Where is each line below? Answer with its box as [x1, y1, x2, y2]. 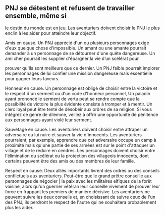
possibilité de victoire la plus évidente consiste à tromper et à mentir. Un [5, 101, 153, 107]
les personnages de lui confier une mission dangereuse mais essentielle [5, 70, 153, 76]
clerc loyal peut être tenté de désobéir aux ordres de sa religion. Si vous [5, 106, 152, 112]
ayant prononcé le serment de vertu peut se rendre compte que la [5, 96, 140, 102]
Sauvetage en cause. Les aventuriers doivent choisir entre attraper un [5, 126, 148, 132]
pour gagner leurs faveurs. [5, 75, 59, 81]
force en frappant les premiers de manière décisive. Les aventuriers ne [5, 188, 150, 195]
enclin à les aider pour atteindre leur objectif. [5, 30, 97, 36]
